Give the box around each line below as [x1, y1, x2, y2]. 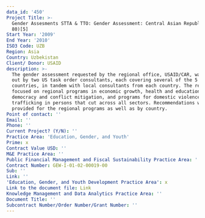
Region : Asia [6, 49, 40, 55]
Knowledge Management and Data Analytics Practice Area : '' [6, 191, 163, 197]
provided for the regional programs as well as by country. [12, 105, 168, 112]
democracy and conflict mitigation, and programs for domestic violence [12, 94, 201, 100]
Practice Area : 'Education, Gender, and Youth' [6, 134, 130, 140]
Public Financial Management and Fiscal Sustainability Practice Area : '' [6, 156, 201, 162]
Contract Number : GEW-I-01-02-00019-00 [6, 162, 108, 169]
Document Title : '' [6, 196, 56, 202]
